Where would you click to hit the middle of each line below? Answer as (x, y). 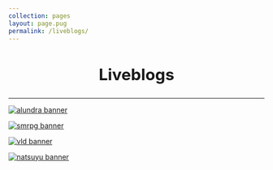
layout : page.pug (38, 23)
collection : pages (39, 16)
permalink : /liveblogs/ (49, 31)
